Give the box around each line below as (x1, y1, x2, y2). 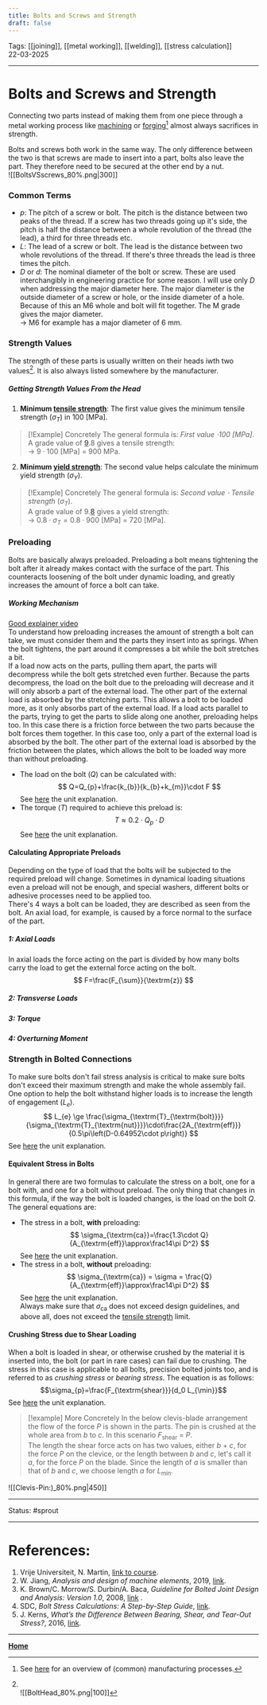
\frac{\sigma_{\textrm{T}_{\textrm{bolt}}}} (86, 1111, 224, 1121)
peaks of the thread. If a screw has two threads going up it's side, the (19, 217, 248, 226)
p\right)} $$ (160, 1128, 199, 1138)
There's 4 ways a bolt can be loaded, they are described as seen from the (8, 899, 250, 908)
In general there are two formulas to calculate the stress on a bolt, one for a (8, 1176, 256, 1186)
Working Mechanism (8, 599, 79, 608)
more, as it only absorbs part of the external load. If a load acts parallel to (8, 703, 249, 712)
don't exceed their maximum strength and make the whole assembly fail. (8, 1080, 246, 1090)
